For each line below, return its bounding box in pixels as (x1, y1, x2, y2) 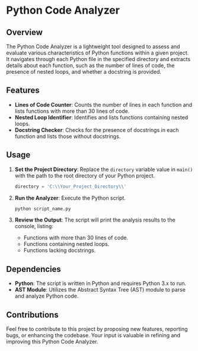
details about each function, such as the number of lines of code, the (6, 62, 175, 69)
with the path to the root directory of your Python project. (14, 172, 155, 179)
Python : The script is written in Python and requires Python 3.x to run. (14, 280, 187, 287)
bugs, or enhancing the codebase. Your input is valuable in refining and (6, 332, 181, 339)
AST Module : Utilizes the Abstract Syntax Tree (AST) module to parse (14, 286, 186, 293)
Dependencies (6, 264, 61, 274)
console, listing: (14, 223, 53, 230)
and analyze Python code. (14, 292, 79, 300)
